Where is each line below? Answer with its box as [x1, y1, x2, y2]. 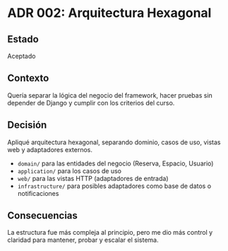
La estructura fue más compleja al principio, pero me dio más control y [7, 228, 213, 237]
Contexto [7, 72, 49, 84]
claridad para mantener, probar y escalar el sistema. [7, 235, 159, 245]
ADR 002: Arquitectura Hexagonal [7, 5, 212, 21]
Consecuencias [7, 210, 78, 222]
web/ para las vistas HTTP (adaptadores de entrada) [17, 174, 169, 182]
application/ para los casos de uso [17, 166, 122, 175]
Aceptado [7, 52, 36, 60]
